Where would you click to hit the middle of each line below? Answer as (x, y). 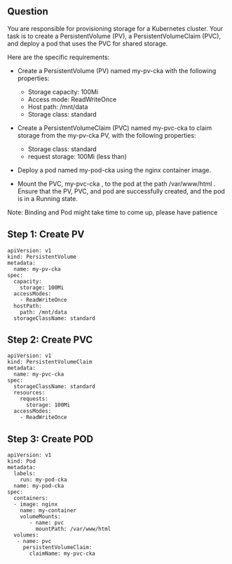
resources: (29, 393)
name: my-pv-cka (37, 269)
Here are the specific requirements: (59, 57)
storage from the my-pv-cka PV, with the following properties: (107, 135)
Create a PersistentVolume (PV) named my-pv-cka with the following (117, 70)
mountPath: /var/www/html (73, 529)
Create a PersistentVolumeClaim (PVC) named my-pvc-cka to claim (115, 128)
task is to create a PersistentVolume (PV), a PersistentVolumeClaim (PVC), (114, 36)
